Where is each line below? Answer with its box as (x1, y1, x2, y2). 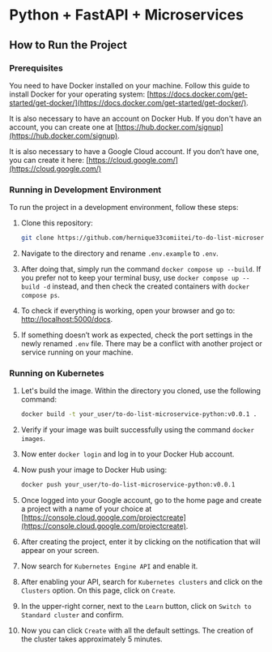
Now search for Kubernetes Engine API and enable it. (20, 561, 198, 571)
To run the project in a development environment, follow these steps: (9, 203, 239, 212)
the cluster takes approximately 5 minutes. (20, 634, 163, 644)
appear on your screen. (20, 546, 100, 555)
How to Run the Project (9, 38, 128, 52)
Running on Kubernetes (9, 367, 104, 379)
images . (20, 434, 45, 444)
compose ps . (20, 290, 60, 300)
